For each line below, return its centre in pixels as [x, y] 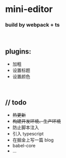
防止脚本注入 [25, 127]
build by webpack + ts [32, 25]
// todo [16, 102]
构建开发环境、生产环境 [36, 121]
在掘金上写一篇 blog [33, 140]
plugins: [18, 51]
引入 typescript [28, 134]
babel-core [24, 145]
